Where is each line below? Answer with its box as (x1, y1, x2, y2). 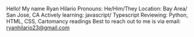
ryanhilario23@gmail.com (6, 24, 70, 31)
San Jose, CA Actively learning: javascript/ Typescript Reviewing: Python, (6, 11, 188, 18)
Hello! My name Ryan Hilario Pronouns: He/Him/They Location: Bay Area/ (6, 5, 187, 12)
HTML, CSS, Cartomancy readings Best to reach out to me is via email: (6, 18, 181, 24)
